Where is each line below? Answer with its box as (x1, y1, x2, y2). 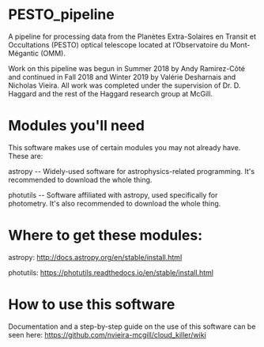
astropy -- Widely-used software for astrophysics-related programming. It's (8, 166, 255, 175)
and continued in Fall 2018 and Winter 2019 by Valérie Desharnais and (8, 72, 236, 81)
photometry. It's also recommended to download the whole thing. (8, 198, 221, 208)
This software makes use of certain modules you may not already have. (8, 142, 241, 152)
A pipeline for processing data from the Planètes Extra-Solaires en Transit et (8, 32, 257, 41)
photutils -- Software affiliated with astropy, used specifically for (8, 190, 218, 199)
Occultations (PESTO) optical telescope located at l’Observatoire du (8, 40, 229, 49)
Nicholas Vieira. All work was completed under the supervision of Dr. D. (8, 81, 241, 90)
